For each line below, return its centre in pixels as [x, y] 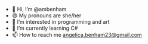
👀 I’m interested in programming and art [61, 22]
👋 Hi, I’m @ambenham [39, 9]
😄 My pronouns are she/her [47, 15]
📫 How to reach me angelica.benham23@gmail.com [77, 35]
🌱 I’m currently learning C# [45, 28]
